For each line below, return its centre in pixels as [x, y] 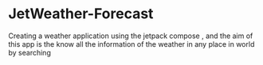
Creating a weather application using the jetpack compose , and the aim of [131, 36]
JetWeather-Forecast [81, 14]
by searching [30, 52]
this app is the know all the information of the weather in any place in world [131, 44]
